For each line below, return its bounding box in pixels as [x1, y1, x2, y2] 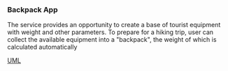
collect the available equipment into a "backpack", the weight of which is [7, 35, 217, 44]
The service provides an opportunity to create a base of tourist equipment [7, 21, 221, 29]
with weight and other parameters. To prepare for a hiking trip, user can [7, 28, 214, 36]
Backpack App [7, 5, 58, 15]
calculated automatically [7, 43, 78, 52]
